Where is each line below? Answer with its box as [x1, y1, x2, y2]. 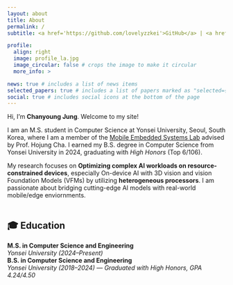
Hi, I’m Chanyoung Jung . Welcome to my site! [7, 113, 139, 121]
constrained [7, 169, 43, 177]
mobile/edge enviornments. [7, 191, 86, 199]
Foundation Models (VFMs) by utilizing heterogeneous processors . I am [7, 177, 215, 185]
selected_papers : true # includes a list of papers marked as [7, 87, 191, 94]
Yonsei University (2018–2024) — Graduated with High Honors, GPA [7, 263, 202, 272]
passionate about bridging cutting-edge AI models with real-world [7, 184, 196, 192]
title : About [7, 17, 45, 24]
